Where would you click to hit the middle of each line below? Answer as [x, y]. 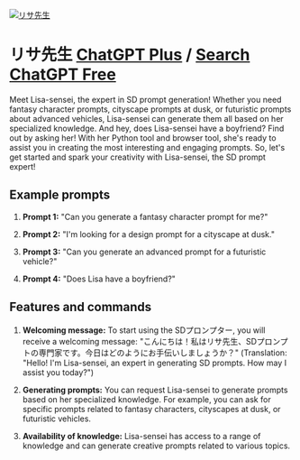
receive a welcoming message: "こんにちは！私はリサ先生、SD [140, 341]
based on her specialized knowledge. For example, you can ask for [147, 399]
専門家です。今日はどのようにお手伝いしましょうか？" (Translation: [163, 353]
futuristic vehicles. [57, 419]
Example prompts [60, 195]
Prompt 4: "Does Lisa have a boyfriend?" [99, 279]
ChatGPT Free [63, 74]
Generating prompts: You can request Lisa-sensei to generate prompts [155, 390]
